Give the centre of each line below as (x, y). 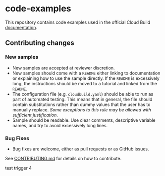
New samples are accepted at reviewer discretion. (63, 68)
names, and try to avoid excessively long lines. (60, 125)
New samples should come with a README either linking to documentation (86, 73)
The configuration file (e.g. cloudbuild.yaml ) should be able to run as (83, 94)
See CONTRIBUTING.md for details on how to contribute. (63, 158)
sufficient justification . (35, 115)
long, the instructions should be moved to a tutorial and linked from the (84, 83)
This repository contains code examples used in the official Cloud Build (78, 22)
